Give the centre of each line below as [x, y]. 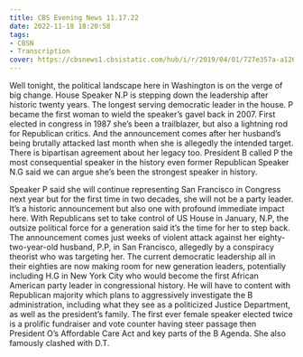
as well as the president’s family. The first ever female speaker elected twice [151, 314]
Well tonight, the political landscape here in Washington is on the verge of [146, 85]
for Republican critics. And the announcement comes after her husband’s [145, 133]
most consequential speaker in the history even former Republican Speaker [149, 162]
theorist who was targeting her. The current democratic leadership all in [142, 257]
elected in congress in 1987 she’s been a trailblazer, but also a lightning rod [149, 124]
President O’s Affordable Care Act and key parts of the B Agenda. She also [148, 334]
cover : [22, 60]
